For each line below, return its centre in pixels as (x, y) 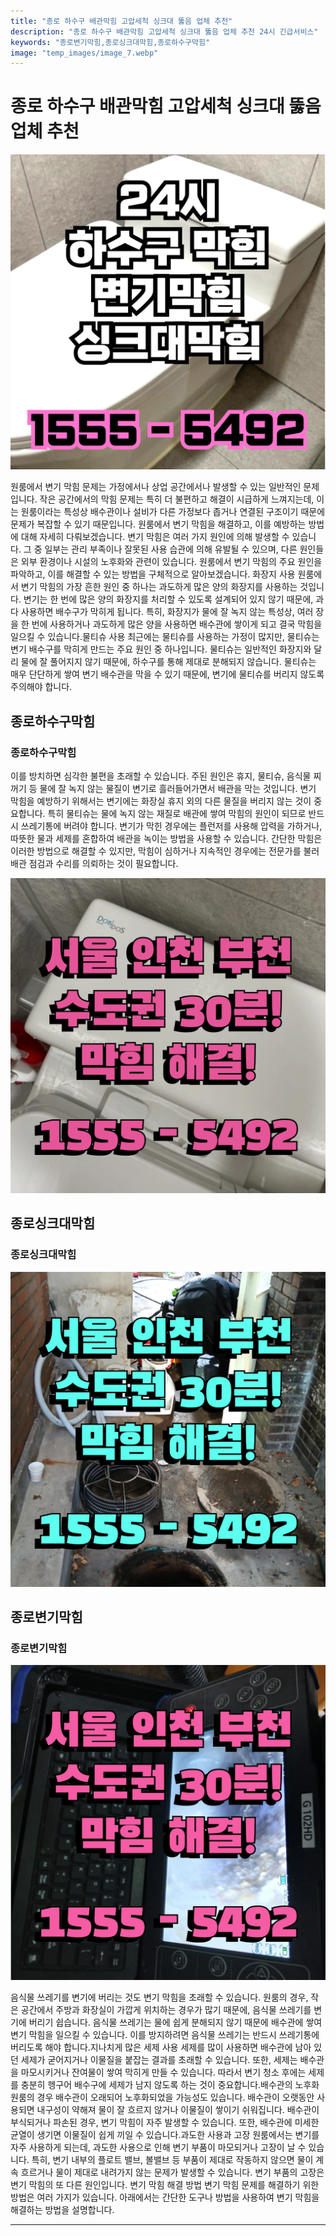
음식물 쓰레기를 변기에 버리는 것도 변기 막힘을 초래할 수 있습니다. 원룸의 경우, (159, 1997)
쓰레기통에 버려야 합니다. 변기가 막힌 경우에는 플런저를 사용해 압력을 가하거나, (171, 826)
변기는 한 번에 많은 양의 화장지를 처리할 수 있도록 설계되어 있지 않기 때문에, (168, 599)
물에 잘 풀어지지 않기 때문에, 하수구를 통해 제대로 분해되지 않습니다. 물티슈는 (168, 662)
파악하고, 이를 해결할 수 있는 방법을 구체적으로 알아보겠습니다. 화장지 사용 (153, 574)
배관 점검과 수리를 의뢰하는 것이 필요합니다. (94, 863)
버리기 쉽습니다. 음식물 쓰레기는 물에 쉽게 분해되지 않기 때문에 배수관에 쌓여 (175, 2022)
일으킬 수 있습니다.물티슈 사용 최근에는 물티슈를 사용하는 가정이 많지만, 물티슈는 (165, 637)
